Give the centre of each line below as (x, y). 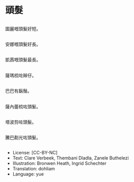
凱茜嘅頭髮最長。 (23, 60)
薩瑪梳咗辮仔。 (21, 75)
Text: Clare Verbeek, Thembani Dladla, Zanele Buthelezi (71, 158)
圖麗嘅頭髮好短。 (23, 29)
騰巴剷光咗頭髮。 (23, 138)
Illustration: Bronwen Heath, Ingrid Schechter (59, 163)
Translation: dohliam (34, 168)
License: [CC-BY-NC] (35, 152)
